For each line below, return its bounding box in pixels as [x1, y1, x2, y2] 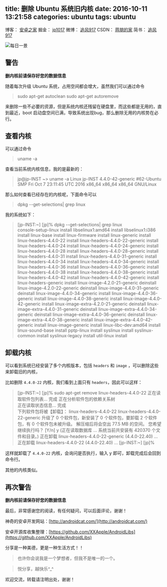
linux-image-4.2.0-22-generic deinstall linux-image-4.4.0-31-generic [17, 285, 159, 291]
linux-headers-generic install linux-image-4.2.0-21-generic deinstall [17, 280, 157, 286]
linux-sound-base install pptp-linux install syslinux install [17, 327, 134, 333]
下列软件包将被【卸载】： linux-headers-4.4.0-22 [17, 408, 117, 414]
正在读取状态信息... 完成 [17, 402, 66, 408]
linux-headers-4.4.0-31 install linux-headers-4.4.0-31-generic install [17, 253, 158, 260]
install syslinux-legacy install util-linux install [36, 333, 128, 339]
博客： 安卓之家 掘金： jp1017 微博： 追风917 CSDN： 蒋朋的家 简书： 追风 [5, 26, 157, 32]
